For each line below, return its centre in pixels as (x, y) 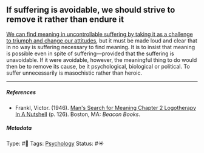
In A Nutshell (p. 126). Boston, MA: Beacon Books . (78, 114)
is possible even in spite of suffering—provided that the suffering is (90, 53)
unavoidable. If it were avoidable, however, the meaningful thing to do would (102, 59)
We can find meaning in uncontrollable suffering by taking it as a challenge (100, 34)
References (21, 92)
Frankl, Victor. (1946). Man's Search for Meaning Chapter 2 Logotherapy (105, 107)
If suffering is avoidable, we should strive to (91, 10)
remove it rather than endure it (65, 20)
